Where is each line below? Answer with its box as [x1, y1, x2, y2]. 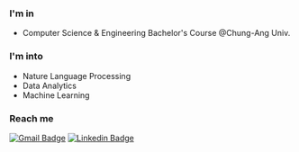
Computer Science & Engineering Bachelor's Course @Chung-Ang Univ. [22, 28, 291, 39]
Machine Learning [22, 89, 90, 101]
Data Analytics [22, 80, 77, 91]
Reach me [9, 112, 54, 124]
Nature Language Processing [22, 70, 131, 81]
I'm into [9, 50, 43, 63]
